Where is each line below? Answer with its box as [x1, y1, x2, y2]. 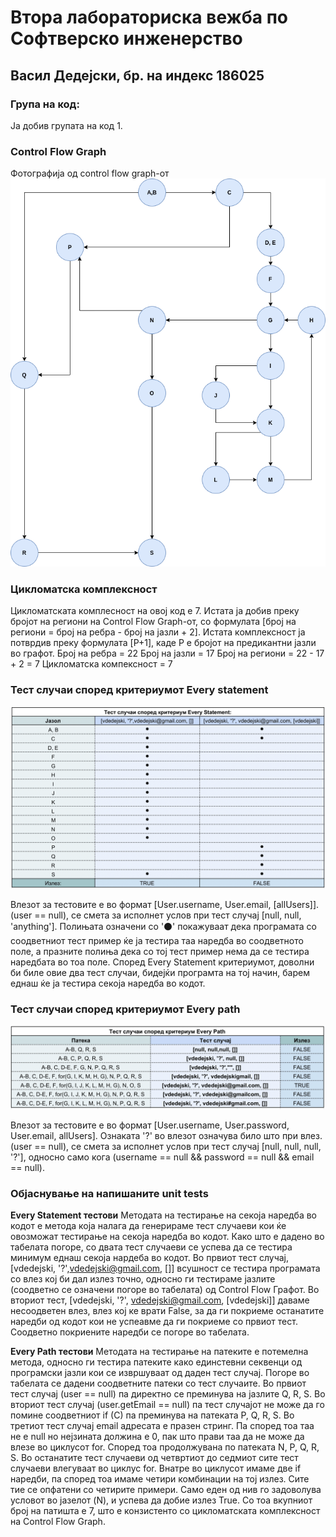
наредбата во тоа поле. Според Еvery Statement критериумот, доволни [10, 956, 315, 968]
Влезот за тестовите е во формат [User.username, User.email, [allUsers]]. [10, 898, 320, 910]
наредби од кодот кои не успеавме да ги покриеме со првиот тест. [10, 1316, 298, 1328]
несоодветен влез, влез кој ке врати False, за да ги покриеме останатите [10, 1305, 325, 1317]
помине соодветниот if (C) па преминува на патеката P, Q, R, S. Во [10, 1409, 295, 1421]
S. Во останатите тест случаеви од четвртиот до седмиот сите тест [10, 1452, 299, 1464]
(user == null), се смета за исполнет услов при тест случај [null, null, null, [10, 1141, 322, 1152]
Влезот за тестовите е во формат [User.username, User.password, [10, 1119, 290, 1131]
